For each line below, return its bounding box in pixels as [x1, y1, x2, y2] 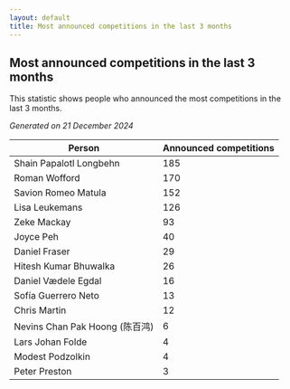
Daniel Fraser [14, 245, 70, 258]
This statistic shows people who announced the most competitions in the [9, 93, 282, 104]
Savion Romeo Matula [14, 186, 107, 199]
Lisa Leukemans [14, 201, 83, 213]
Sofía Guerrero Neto [14, 289, 99, 302]
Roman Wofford [14, 172, 80, 185]
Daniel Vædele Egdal [14, 275, 102, 288]
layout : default [9, 13, 70, 23]
